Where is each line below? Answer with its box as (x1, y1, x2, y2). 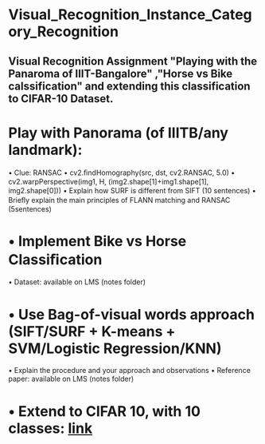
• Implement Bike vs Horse (8, 232, 187, 250)
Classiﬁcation (8, 250, 103, 268)
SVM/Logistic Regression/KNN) (8, 339, 222, 357)
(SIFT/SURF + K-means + (8, 322, 176, 340)
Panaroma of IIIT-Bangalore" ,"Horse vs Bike (8, 66, 233, 81)
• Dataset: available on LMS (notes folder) (8, 277, 146, 287)
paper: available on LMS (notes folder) (8, 374, 134, 384)
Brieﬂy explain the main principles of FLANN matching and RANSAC (8, 195, 231, 204)
